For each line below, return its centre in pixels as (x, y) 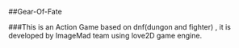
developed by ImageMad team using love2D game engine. (105, 36)
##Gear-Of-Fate (35, 12)
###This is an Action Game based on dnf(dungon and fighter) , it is (120, 27)
